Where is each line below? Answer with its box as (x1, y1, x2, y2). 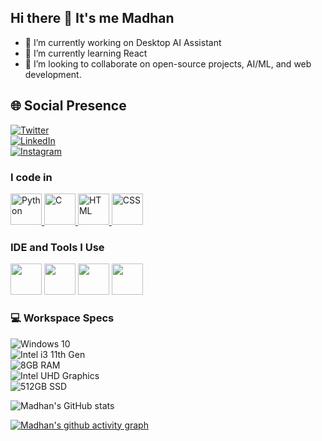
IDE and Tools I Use (10, 240, 105, 254)
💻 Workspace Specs (10, 311, 115, 325)
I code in (10, 170, 53, 184)
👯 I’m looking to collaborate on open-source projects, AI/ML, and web (24, 57, 312, 70)
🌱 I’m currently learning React (24, 47, 148, 59)
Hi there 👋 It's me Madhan (10, 10, 175, 27)
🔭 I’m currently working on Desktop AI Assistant (24, 36, 222, 48)
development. (24, 68, 82, 80)
